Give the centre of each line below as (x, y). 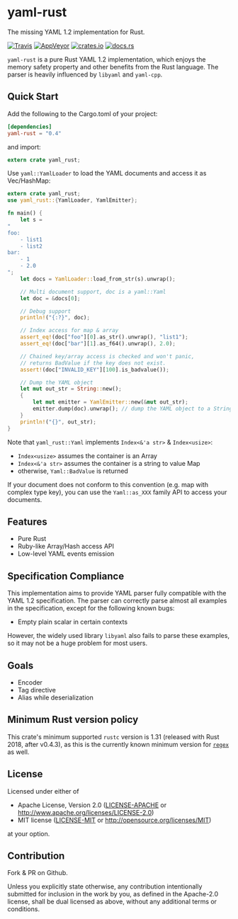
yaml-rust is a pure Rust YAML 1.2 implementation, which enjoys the (107, 59)
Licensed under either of (43, 791)
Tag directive (37, 690)
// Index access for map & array (69, 331)
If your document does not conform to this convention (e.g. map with (108, 484)
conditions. (24, 909)
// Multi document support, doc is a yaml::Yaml (93, 292)
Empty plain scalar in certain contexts (73, 622)
